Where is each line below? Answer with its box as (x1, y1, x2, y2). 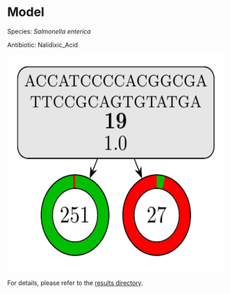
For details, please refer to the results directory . (7, 279, 144, 287)
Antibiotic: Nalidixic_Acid (7, 40, 79, 49)
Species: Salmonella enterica (7, 27, 92, 35)
